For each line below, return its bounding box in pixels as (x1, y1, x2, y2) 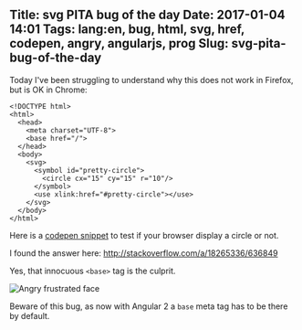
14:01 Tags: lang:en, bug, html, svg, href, (9, 22, 245, 37)
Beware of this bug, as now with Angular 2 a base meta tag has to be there (9, 301, 288, 312)
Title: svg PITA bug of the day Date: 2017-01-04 (9, 7, 286, 23)
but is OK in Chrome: (9, 84, 89, 95)
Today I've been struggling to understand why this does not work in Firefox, (9, 74, 294, 85)
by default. (9, 310, 50, 321)
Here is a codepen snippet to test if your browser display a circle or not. (9, 229, 279, 240)
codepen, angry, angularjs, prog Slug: (9, 36, 230, 51)
